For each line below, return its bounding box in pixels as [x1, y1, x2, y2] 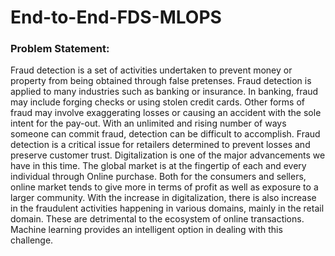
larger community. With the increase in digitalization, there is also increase [10, 192, 317, 204]
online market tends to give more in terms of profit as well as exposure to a [10, 181, 319, 193]
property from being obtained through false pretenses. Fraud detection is [10, 75, 312, 87]
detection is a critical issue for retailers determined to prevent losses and [10, 139, 311, 151]
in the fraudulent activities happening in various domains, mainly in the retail [10, 202, 325, 215]
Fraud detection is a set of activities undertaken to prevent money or [10, 64, 293, 76]
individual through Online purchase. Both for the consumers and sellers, [10, 171, 307, 183]
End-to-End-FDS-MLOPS [10, 6, 222, 29]
